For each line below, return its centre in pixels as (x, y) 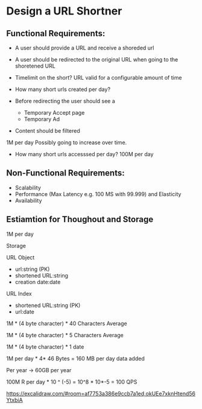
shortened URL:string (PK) (48, 305)
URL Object (21, 257)
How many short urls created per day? (62, 89)
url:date (25, 311)
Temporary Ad (42, 119)
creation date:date (38, 282)
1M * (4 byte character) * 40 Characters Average (67, 323)
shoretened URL (35, 66)
